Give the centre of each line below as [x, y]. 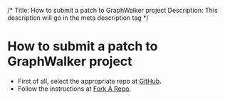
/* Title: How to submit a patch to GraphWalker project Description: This [113, 10]
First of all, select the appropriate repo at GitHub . [89, 81]
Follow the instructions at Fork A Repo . [74, 89]
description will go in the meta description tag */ [78, 18]
